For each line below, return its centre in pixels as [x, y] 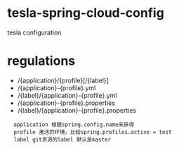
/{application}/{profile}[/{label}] [63, 80]
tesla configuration [34, 32]
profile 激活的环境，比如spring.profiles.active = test [93, 132]
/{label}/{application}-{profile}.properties [77, 110]
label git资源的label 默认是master [62, 139]
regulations [41, 61]
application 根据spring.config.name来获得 [74, 125]
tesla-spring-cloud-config [86, 13]
